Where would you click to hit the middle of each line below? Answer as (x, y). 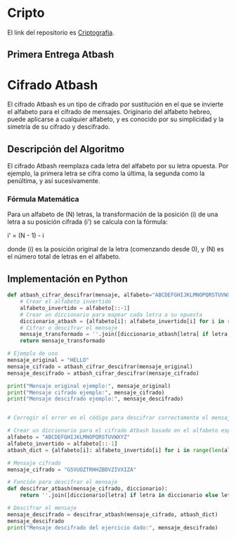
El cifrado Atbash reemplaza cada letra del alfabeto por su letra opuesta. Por (118, 166)
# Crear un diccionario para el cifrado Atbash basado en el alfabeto (113, 431)
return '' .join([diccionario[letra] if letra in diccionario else (119, 495)
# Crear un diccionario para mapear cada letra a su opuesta (111, 315)
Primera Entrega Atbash (61, 55)
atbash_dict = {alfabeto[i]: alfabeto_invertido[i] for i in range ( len (114, 450)
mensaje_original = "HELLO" (48, 361)
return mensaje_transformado (63, 341)
